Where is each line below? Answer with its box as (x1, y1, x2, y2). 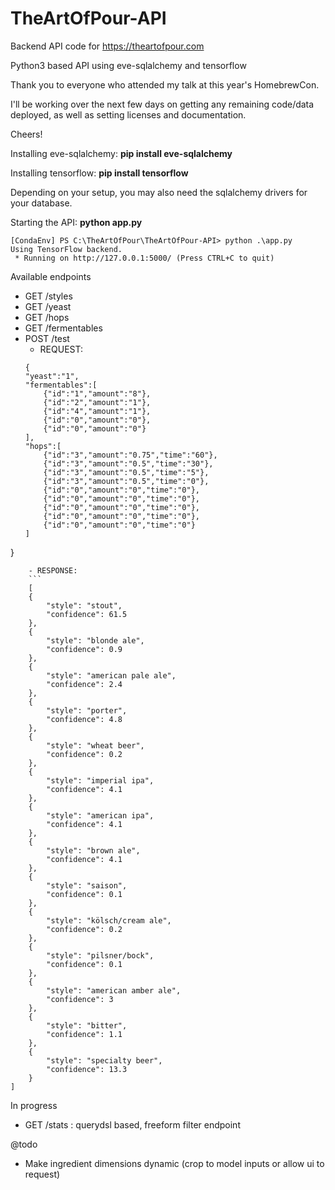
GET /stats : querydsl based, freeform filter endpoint (24, 1118, 241, 1131)
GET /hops (24, 311, 70, 323)
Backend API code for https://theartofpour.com (10, 40, 205, 52)
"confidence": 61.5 (46, 609, 128, 619)
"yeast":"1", (24, 371, 80, 381)
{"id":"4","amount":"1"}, (43, 406, 152, 416)
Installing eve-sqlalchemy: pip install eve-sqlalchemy (10, 147, 233, 159)
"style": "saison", (46, 880, 128, 891)
